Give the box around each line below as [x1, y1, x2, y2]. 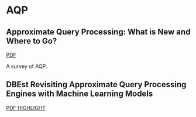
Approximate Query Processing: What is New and [6, 27, 191, 37]
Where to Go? [6, 36, 57, 46]
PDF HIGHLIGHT [6, 104, 46, 111]
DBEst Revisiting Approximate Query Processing [6, 80, 187, 90]
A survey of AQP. [6, 63, 47, 70]
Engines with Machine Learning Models [6, 89, 153, 99]
